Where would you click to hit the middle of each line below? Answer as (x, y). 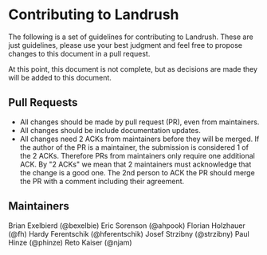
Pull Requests (43, 102)
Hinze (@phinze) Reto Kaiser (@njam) (71, 242)
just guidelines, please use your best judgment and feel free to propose (126, 45)
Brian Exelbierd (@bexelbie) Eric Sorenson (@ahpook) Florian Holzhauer (127, 226)
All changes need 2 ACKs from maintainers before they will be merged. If (139, 139)
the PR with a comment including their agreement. (102, 181)
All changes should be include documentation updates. (110, 130)
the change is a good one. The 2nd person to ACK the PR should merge (137, 172)
